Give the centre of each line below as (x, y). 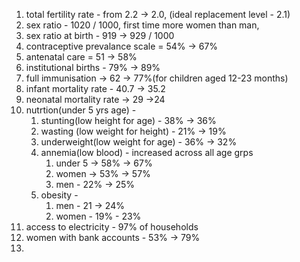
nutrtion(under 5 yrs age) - (81, 110)
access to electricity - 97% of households (112, 227)
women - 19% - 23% (98, 216)
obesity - (59, 195)
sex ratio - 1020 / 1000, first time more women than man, (142, 25)
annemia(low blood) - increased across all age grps (147, 152)
